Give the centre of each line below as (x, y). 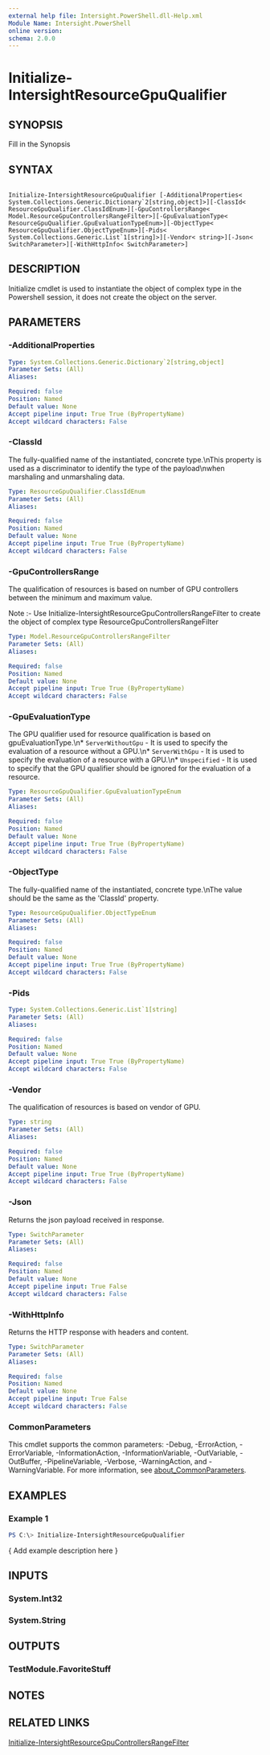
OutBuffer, (25, 1462)
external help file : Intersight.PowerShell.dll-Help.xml (106, 16)
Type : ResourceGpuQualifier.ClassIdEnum (77, 491)
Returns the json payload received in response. (86, 1219)
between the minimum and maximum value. (80, 598)
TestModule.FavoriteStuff (60, 1670)
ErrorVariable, (31, 1453)
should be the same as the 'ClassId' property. (84, 898)
